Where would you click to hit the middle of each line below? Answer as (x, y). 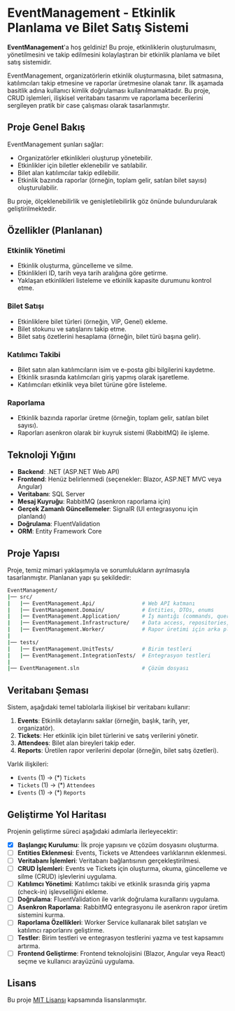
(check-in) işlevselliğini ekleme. (63, 892)
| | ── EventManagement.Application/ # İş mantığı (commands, (111, 616)
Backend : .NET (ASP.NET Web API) (69, 472)
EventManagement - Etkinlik (92, 13)
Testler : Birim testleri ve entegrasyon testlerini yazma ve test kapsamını (120, 938)
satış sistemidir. (30, 62)
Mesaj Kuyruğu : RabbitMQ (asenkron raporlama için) (94, 501)
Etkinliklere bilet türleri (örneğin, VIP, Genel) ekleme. (92, 321)
